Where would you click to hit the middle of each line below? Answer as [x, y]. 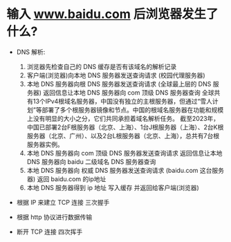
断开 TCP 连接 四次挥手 [49, 232]
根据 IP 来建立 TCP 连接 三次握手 [63, 202]
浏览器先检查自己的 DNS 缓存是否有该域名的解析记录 [102, 66]
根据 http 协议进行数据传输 [54, 217]
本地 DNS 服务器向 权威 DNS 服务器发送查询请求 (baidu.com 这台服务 [126, 170]
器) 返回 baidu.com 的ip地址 [66, 179]
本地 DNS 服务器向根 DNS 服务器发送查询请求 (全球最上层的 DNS [119, 84]
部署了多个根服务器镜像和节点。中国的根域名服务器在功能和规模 [133, 110]
